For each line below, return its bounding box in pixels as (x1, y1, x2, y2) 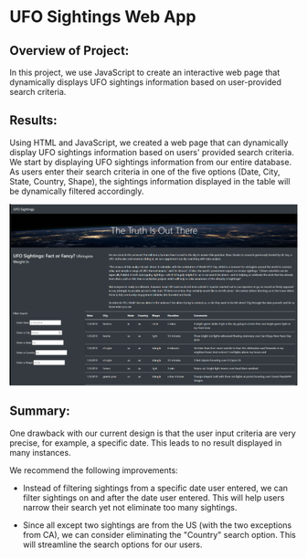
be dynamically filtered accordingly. (9, 185, 144, 196)
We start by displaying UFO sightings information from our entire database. (9, 156, 292, 167)
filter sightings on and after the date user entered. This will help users (22, 491, 285, 503)
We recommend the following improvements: (9, 464, 178, 476)
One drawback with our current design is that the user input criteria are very (9, 427, 297, 438)
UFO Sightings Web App (9, 6, 196, 27)
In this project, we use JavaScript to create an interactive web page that (9, 67, 281, 78)
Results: (9, 112, 58, 129)
